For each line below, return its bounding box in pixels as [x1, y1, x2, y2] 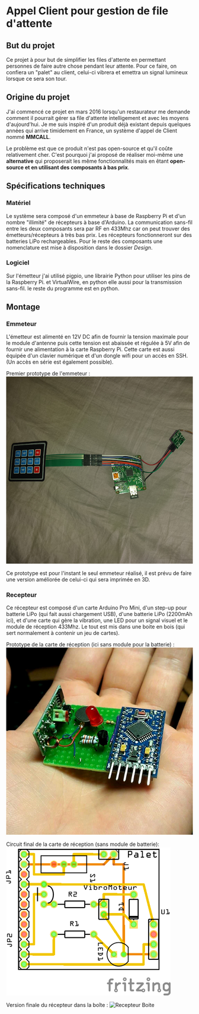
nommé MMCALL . [6, 133, 51, 140]
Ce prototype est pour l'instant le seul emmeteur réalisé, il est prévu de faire [6, 569, 192, 577]
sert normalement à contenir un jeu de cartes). [6, 629, 120, 636]
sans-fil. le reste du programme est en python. [6, 285, 120, 292]
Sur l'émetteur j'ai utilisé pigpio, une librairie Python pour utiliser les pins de [6, 272, 191, 279]
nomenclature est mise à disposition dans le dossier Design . [6, 244, 153, 251]
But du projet [6, 40, 55, 50]
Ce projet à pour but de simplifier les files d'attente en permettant [6, 56, 166, 63]
